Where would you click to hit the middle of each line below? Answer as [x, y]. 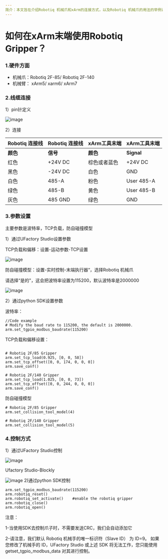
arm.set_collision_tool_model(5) [40, 425]
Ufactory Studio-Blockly [30, 470]
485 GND [59, 199]
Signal [134, 153]
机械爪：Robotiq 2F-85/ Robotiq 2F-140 [53, 77]
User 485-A [141, 181]
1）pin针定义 [18, 109]
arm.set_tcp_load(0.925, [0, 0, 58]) [44, 357]
